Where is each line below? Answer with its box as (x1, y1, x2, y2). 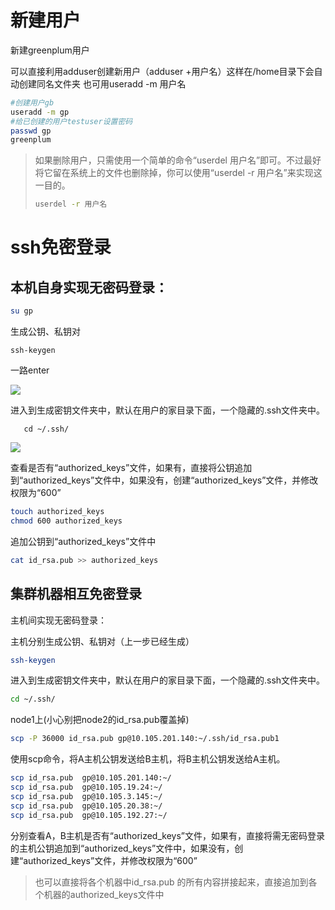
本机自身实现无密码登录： (10, 279, 168, 296)
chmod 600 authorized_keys (10, 516, 123, 526)
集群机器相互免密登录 (10, 586, 142, 603)
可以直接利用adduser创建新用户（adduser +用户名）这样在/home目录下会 (10, 65, 315, 77)
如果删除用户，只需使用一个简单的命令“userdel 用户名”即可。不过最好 (34, 154, 322, 166)
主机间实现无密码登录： (10, 614, 107, 626)
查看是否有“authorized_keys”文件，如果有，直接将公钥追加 (10, 462, 253, 474)
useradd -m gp (10, 107, 70, 117)
